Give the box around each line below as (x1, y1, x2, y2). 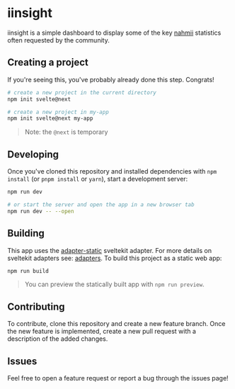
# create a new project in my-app (7, 108, 110, 115)
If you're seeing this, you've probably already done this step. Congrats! (7, 75, 214, 84)
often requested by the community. (7, 35, 110, 44)
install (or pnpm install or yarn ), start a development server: (7, 175, 188, 184)
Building (7, 227, 45, 239)
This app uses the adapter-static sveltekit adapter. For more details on (7, 246, 212, 254)
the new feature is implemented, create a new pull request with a (7, 327, 197, 336)
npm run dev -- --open (7, 208, 74, 215)
